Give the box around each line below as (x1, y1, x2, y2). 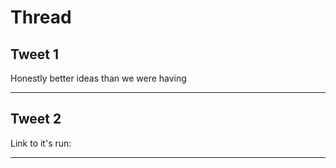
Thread (10, 6, 72, 29)
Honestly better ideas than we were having (10, 72, 187, 84)
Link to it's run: (10, 137, 72, 149)
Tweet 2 (10, 111, 62, 128)
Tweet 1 (10, 46, 60, 63)
